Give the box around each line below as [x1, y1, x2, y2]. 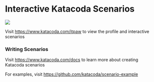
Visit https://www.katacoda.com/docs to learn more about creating [5, 57, 139, 63]
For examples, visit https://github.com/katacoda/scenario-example [5, 71, 138, 77]
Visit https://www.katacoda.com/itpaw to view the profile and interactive [5, 28, 149, 34]
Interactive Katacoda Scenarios [5, 3, 135, 15]
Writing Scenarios [5, 46, 48, 52]
